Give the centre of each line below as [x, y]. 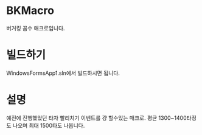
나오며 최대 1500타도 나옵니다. [49, 125]
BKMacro [30, 11]
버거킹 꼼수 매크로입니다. [36, 28]
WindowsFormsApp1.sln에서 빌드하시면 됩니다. [63, 73]
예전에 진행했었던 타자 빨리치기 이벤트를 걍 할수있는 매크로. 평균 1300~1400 [96, 118]
